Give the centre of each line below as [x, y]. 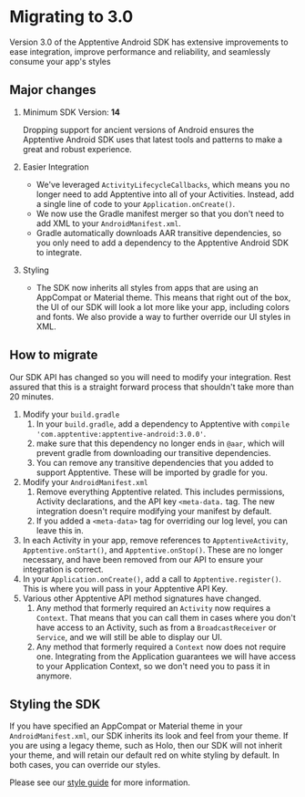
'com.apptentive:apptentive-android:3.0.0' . [121, 433]
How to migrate [54, 355]
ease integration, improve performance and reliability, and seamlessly [140, 51]
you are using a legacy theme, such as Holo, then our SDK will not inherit [146, 746]
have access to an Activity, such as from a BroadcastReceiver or [156, 627]
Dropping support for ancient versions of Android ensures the [138, 129]
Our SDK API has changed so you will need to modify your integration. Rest [150, 377]
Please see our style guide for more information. [100, 782]
